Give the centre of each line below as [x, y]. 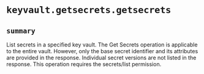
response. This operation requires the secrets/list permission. [84, 64]
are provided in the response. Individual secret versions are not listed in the [101, 57]
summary [21, 31]
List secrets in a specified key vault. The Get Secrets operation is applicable [102, 45]
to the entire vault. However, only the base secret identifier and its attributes [102, 51]
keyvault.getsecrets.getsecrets [89, 10]
